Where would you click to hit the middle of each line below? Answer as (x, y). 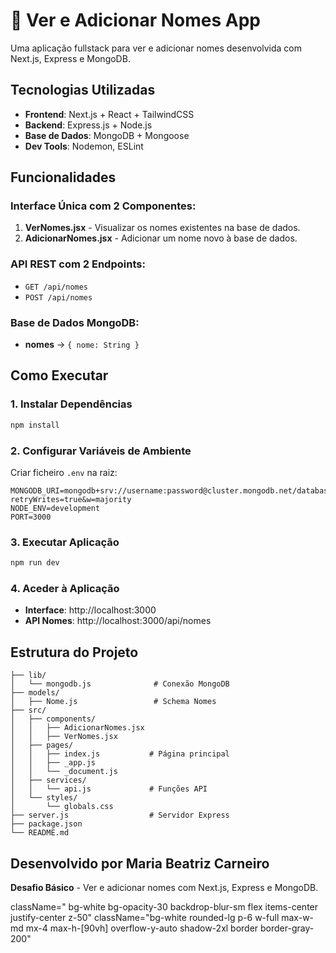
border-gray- (287, 928)
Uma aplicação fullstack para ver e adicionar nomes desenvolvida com (156, 48)
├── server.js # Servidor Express (120, 815)
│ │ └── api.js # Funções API (109, 789)
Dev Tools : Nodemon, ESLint (84, 146)
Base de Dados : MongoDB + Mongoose (107, 135)
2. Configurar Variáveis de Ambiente (101, 451)
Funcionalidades (63, 177)
